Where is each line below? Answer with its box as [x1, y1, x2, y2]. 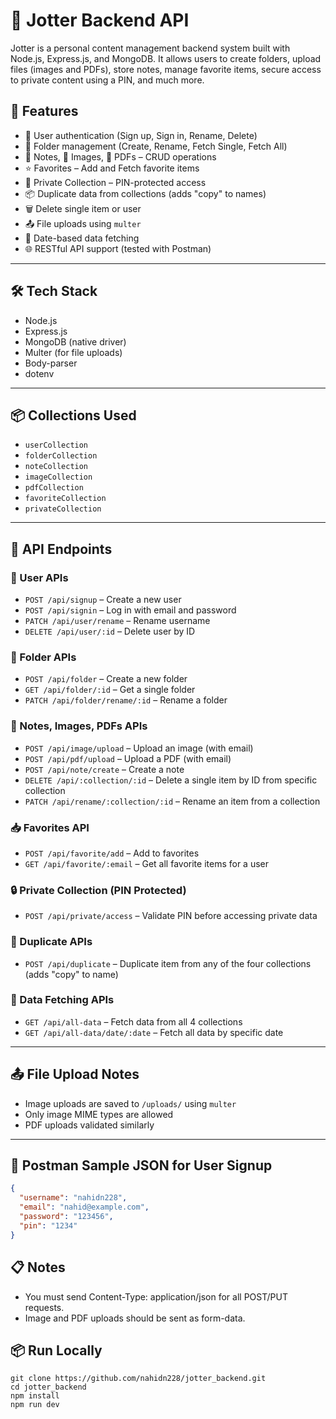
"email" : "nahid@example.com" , [19, 1202, 150, 1213]
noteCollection [24, 462, 89, 472]
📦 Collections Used [10, 407, 137, 424]
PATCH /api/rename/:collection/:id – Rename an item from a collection [24, 795, 321, 807]
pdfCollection [24, 483, 84, 493]
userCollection [24, 440, 89, 451]
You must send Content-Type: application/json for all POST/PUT [24, 1290, 288, 1303]
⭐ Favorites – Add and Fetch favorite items [24, 162, 200, 174]
